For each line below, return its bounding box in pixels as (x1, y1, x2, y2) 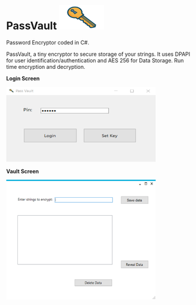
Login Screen (6, 74, 40, 82)
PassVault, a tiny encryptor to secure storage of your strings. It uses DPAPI (6, 50, 191, 58)
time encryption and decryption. (6, 63, 85, 70)
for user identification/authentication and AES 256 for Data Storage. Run (6, 56, 184, 64)
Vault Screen (6, 167, 39, 175)
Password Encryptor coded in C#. (6, 38, 90, 46)
